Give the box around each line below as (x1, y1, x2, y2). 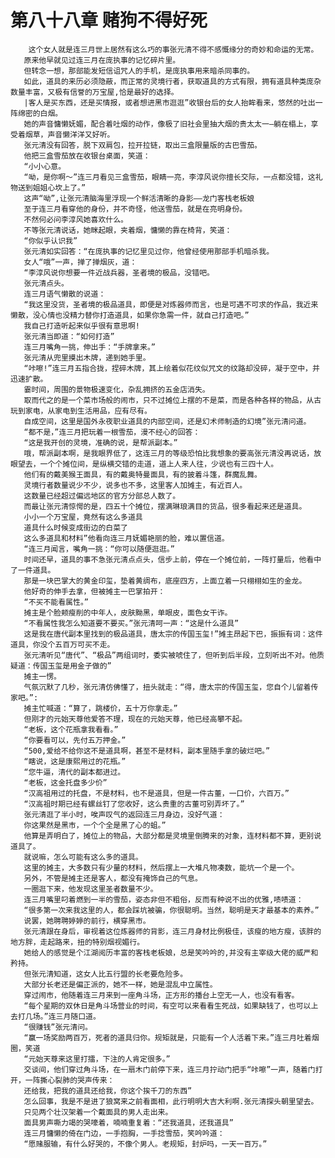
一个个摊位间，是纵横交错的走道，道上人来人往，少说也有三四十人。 (39, 459, 279, 469)
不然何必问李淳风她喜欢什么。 (23, 214, 128, 225)
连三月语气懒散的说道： (23, 289, 107, 299)
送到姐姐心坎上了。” (17, 182, 87, 193)
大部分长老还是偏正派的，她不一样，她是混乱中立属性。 (23, 979, 218, 990)
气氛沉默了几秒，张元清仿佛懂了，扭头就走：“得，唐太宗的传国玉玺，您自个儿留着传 (23, 682, 319, 692)
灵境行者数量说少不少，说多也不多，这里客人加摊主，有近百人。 (23, 480, 248, 490)
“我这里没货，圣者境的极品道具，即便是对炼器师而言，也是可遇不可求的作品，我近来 (23, 299, 319, 310)
